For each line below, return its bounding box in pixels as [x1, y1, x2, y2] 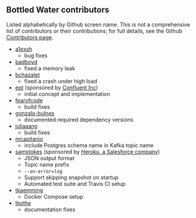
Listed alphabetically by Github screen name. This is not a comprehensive [6, 21, 191, 28]
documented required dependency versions [24, 116, 134, 123]
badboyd [15, 58, 38, 65]
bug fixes [24, 51, 48, 59]
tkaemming [15, 187, 44, 194]
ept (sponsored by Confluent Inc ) [15, 84, 99, 91]
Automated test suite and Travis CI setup [24, 180, 126, 187]
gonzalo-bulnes [15, 109, 54, 117]
